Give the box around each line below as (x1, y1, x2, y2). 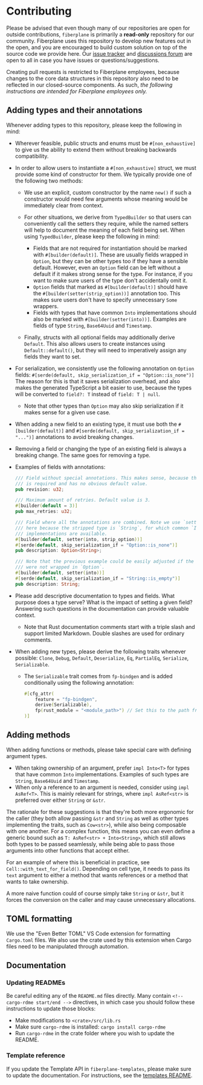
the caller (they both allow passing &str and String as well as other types (6, 815, 189, 822)
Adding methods (6, 730, 71, 741)
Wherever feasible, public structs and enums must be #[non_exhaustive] (14, 139, 196, 147)
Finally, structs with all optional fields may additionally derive (24, 334, 175, 341)
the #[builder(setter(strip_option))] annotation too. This (33, 289, 181, 297)
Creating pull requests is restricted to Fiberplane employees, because (6, 68, 180, 75)
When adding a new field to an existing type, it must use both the (14, 420, 177, 428)
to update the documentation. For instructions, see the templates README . (6, 1072, 193, 1079)
